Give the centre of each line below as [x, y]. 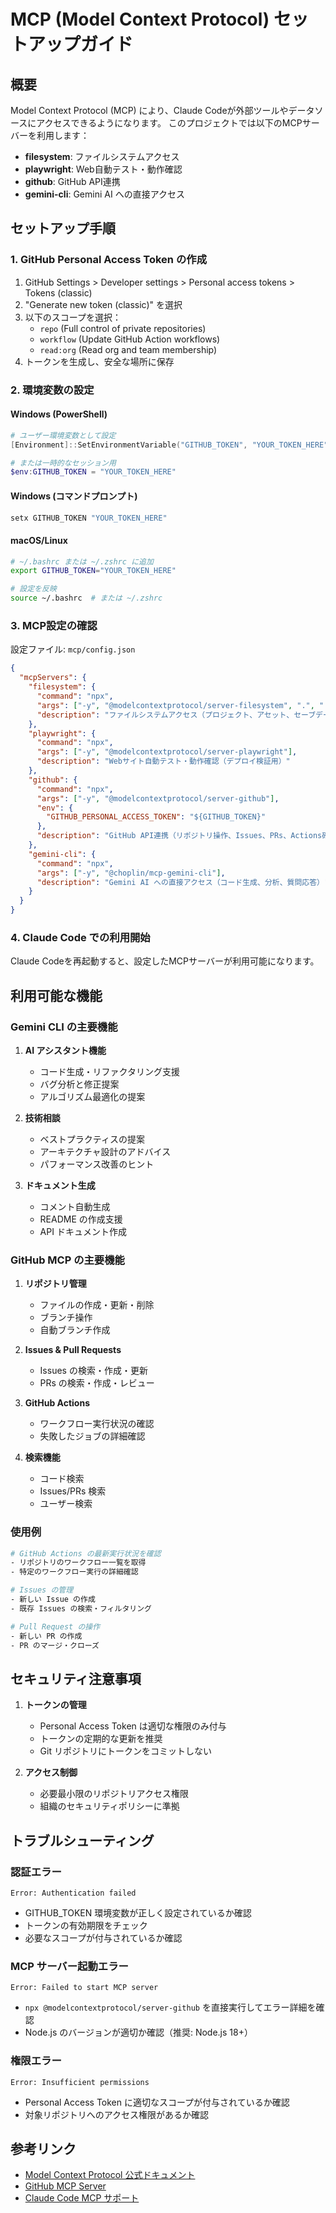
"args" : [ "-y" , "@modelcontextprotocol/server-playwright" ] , [167, 752]
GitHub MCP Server [65, 2186]
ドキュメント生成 [60, 1185]
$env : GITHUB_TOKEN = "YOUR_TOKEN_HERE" [93, 472]
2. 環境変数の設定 [52, 390]
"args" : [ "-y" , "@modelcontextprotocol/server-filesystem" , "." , [175, 705]
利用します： [63, 135]
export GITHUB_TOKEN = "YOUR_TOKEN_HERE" [93, 571]
